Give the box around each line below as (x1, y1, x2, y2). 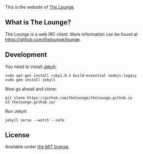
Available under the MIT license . (5, 144, 70, 150)
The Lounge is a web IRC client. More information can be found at (5, 31, 138, 37)
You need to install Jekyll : (5, 64, 57, 69)
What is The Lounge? (5, 18, 71, 26)
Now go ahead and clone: (5, 86, 57, 92)
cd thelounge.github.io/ (5, 100, 56, 105)
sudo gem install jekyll (5, 77, 56, 82)
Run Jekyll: (5, 108, 28, 114)
